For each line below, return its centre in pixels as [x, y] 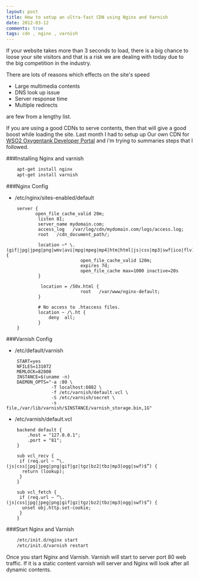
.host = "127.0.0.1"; [54, 435]
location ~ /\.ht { [62, 312]
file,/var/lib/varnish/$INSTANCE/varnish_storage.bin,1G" [79, 408]
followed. [17, 147]
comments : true [25, 28]
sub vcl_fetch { [37, 492]
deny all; [62, 317]
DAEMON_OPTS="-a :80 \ [45, 382]
